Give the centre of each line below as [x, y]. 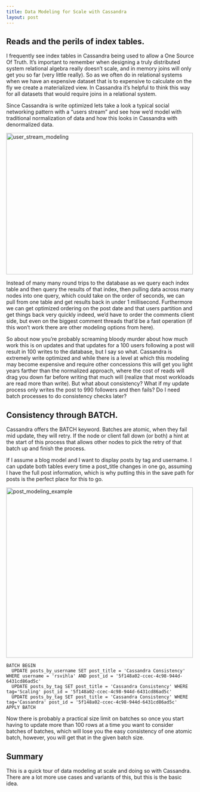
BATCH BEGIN [21, 666]
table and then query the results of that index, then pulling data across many [100, 289]
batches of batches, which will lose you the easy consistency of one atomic [99, 731]
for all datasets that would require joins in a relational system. [81, 94]
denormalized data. [30, 125]
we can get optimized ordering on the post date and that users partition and [99, 308]
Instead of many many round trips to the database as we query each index [98, 283]
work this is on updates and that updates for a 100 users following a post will [100, 345]
